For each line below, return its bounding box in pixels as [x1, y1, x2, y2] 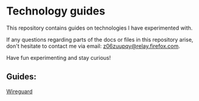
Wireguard [6, 88, 33, 95]
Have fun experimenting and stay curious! [6, 54, 111, 61]
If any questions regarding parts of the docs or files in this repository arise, [6, 36, 194, 43]
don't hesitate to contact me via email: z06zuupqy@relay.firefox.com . [6, 42, 180, 50]
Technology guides [6, 4, 106, 18]
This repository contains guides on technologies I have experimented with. [6, 24, 193, 31]
